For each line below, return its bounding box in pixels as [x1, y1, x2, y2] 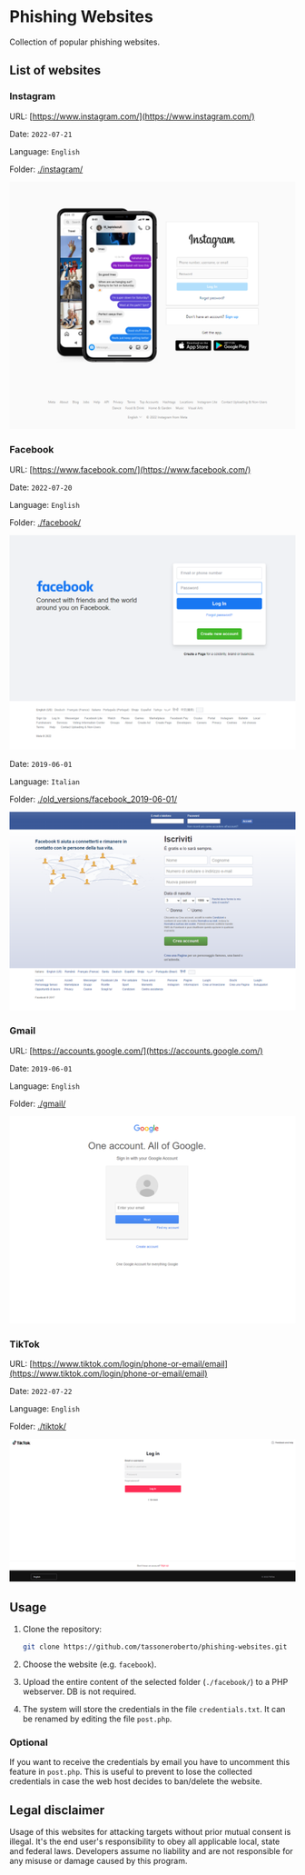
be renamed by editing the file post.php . [22, 1713, 172, 1724]
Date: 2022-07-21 [9, 128, 73, 139]
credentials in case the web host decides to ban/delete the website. [9, 1776, 263, 1787]
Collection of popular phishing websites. [9, 36, 161, 47]
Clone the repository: [22, 1624, 103, 1635]
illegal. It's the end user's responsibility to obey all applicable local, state [9, 1836, 280, 1847]
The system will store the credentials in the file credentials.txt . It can [22, 1703, 286, 1714]
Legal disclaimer [9, 1802, 105, 1818]
